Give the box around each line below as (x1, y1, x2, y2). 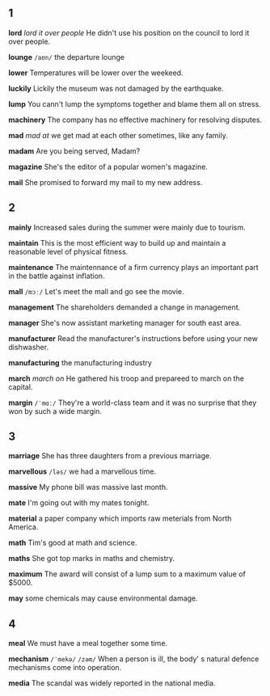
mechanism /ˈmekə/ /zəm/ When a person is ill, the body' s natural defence (8, 654, 259, 664)
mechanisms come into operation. (8, 663, 122, 673)
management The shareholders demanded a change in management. (8, 302, 241, 312)
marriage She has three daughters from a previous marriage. (8, 451, 212, 461)
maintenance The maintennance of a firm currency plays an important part (8, 262, 259, 272)
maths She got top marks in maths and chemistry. (8, 554, 175, 563)
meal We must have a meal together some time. (8, 639, 168, 648)
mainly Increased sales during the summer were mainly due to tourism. (8, 222, 246, 232)
